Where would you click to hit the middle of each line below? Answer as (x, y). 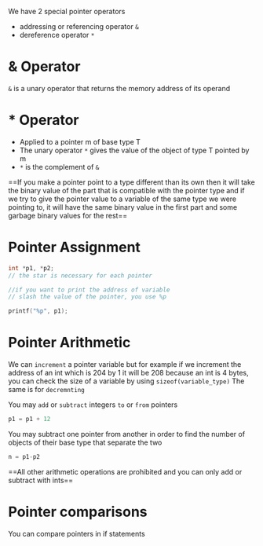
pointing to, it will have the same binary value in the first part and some (123, 207)
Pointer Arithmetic (69, 343)
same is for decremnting (46, 390)
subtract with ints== (41, 480)
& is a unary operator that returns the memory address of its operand (119, 88)
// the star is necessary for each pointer (80, 275)
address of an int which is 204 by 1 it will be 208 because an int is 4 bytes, (128, 373)
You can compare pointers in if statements (77, 533)
